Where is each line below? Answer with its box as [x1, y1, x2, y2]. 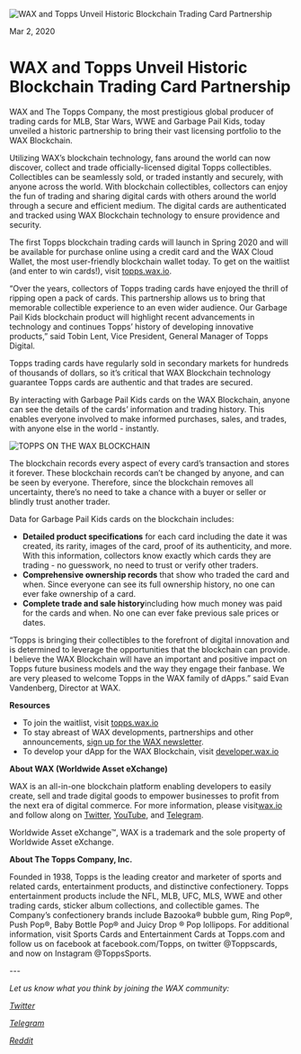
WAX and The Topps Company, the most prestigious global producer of [9, 106, 274, 117]
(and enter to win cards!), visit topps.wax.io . [9, 266, 173, 276]
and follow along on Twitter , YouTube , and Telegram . [9, 809, 204, 820]
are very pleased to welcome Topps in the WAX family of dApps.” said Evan [9, 672, 289, 683]
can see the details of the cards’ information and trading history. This [9, 403, 265, 414]
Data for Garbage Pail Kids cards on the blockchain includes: [9, 513, 235, 524]
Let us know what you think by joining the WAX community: [9, 982, 230, 994]
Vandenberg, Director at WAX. [9, 682, 121, 693]
